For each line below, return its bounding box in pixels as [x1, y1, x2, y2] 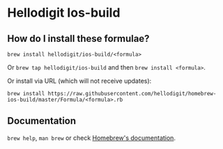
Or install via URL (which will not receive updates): [7, 77, 152, 85]
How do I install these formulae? [7, 33, 150, 45]
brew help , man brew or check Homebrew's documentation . [7, 134, 176, 142]
